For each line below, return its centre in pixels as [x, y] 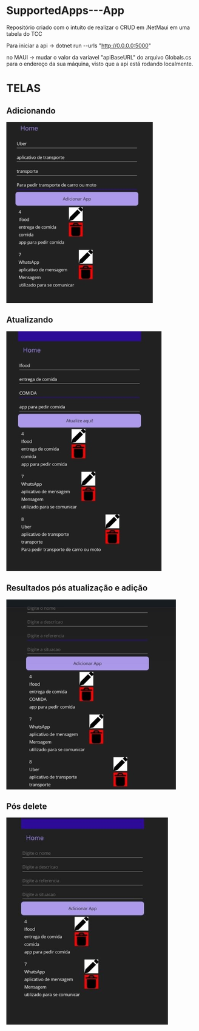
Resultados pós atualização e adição [77, 588]
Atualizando [30, 320]
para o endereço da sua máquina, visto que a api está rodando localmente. [100, 64]
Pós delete [27, 806]
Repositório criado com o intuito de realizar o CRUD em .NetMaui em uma [98, 27]
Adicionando [31, 111]
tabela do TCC [24, 33]
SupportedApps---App [65, 11]
